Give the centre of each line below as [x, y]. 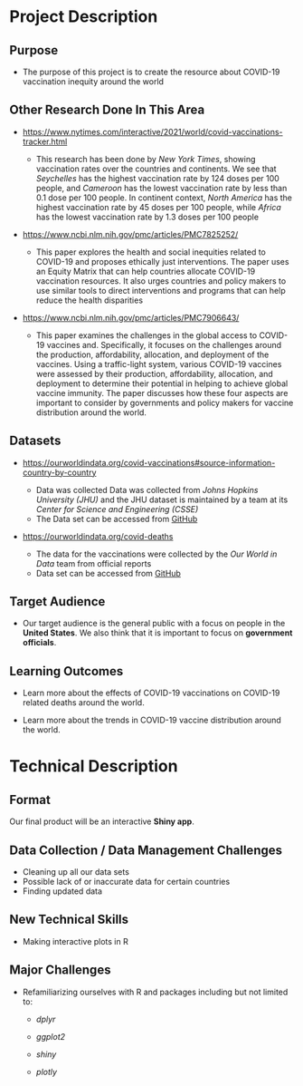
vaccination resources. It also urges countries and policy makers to [161, 281]
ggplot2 [51, 1036]
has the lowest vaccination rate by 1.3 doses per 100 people [147, 217]
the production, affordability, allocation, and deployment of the [152, 354]
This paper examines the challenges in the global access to [147, 335]
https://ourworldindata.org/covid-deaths [98, 536]
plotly [46, 1071]
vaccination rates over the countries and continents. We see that [156, 169]
